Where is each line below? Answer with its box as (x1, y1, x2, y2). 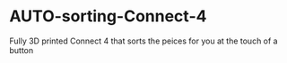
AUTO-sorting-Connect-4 (9, 6, 207, 27)
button (9, 44, 34, 55)
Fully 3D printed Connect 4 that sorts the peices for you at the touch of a (9, 35, 278, 46)
